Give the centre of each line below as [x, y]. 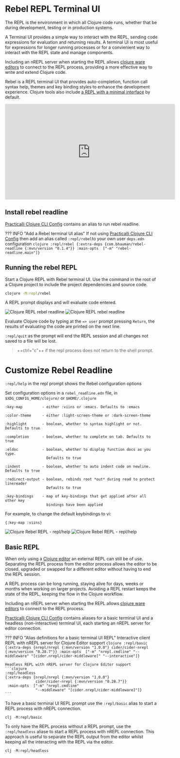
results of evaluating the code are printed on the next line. [63, 327]
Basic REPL [22, 547]
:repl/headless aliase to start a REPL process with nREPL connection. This [80, 732]
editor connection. [23, 628]
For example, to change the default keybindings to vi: [58, 514]
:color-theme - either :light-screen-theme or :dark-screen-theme [78, 416]
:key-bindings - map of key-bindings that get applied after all [76, 497]
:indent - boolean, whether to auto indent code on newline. [78, 467]
